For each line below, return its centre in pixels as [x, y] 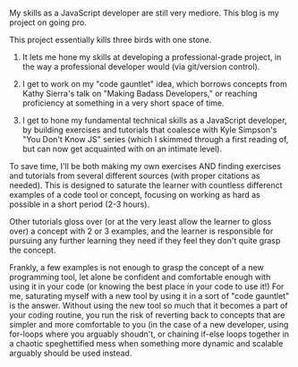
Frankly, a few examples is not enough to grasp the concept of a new [136, 267]
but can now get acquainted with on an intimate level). [122, 149]
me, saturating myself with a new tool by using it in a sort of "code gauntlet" [149, 296]
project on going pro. [48, 22]
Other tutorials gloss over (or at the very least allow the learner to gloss [140, 222]
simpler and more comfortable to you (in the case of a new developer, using [149, 324]
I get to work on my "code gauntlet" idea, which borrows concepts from [155, 84]
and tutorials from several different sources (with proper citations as [135, 175]
